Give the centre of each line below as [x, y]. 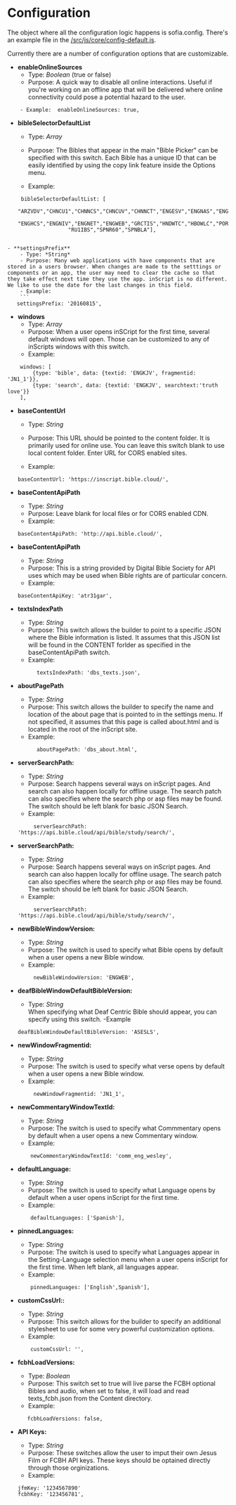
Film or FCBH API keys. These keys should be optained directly [119, 1460]
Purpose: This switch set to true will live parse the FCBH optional [122, 1383]
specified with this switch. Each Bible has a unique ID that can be [122, 157]
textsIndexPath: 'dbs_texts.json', [88, 673]
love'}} [19, 392]
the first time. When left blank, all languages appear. [103, 1267]
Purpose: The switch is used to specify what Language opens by [122, 1190]
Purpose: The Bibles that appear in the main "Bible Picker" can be [123, 150]
